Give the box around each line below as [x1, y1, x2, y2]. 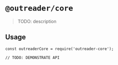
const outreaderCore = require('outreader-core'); [5, 46, 114, 51]
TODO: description [17, 18, 57, 24]
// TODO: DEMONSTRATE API [5, 55, 60, 60]
